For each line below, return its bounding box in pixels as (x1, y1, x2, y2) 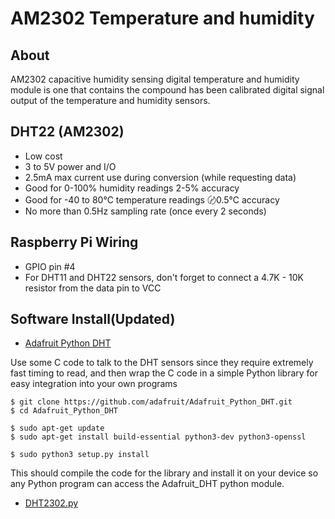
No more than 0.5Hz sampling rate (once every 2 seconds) (24, 205, 267, 217)
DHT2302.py (24, 497, 79, 509)
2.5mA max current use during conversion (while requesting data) (24, 171, 297, 183)
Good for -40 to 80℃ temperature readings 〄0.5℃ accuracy (24, 193, 280, 206)
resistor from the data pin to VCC (24, 282, 162, 294)
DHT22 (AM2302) (10, 123, 125, 141)
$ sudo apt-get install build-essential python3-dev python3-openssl (10, 432, 307, 442)
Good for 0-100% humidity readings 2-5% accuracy (24, 182, 240, 194)
